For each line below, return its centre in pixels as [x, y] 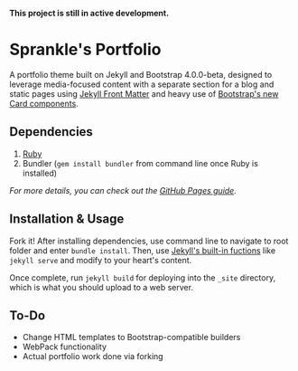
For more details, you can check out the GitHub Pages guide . [123, 190]
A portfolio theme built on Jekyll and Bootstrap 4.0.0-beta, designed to [141, 74]
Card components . [44, 103]
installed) [39, 173]
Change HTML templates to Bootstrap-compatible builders [131, 338]
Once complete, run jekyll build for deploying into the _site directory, [143, 277]
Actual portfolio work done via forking [93, 357]
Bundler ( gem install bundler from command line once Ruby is [140, 163]
